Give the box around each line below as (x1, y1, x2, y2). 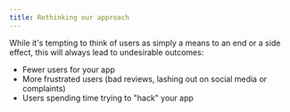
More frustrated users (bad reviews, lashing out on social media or (21, 73, 268, 84)
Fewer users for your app (21, 64, 116, 75)
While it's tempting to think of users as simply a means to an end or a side (9, 37, 281, 48)
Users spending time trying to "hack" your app (21, 92, 195, 103)
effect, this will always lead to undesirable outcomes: (9, 46, 204, 58)
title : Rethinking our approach (9, 12, 129, 22)
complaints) (21, 83, 66, 93)
